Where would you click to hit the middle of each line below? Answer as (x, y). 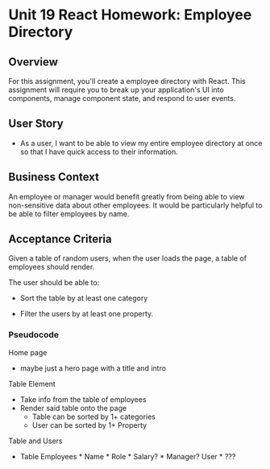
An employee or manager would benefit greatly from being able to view (127, 196)
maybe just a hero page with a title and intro (93, 368)
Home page (28, 352)
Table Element (32, 383)
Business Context (54, 177)
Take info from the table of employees (83, 399)
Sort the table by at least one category (84, 298)
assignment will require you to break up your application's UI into (116, 90)
